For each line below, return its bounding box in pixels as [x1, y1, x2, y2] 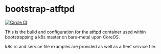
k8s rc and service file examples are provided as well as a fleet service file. [5, 43, 157, 49]
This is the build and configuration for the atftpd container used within [5, 29, 146, 35]
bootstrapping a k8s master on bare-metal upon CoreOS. [5, 34, 120, 40]
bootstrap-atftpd [5, 3, 75, 15]
